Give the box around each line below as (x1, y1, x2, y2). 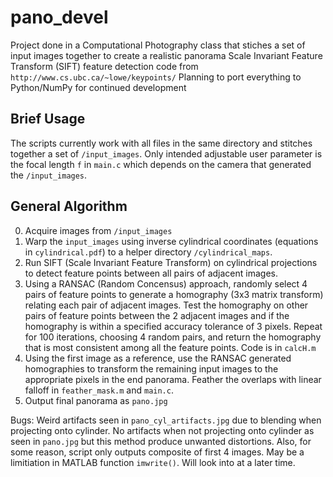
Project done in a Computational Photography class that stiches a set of (10, 39, 306, 51)
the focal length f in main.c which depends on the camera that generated (10, 158, 312, 170)
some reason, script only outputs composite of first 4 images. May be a (10, 446, 305, 458)
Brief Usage (10, 111, 86, 128)
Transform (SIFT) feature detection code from (10, 60, 199, 72)
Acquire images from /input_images (24, 224, 173, 236)
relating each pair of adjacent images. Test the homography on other (24, 299, 309, 311)
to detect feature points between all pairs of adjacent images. (24, 267, 278, 279)
